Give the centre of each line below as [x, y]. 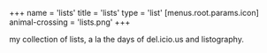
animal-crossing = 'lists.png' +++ [70, 22]
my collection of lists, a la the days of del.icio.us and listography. [127, 39]
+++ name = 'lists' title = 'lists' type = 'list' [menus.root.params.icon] [134, 13]
